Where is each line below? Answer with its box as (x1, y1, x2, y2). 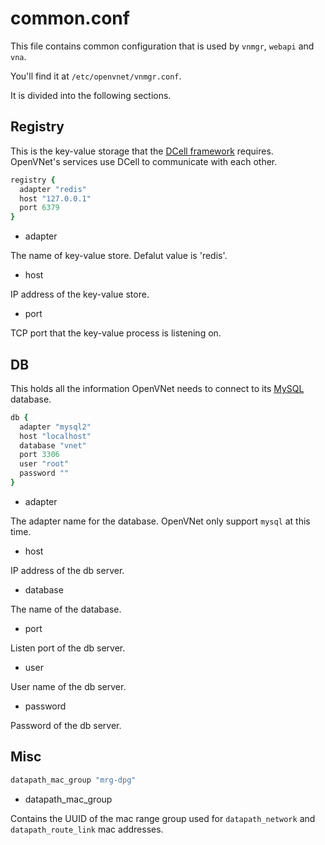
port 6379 (19, 203, 60, 213)
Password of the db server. (10, 719, 122, 731)
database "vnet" (19, 440, 87, 451)
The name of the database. (10, 603, 122, 615)
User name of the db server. (10, 680, 127, 692)
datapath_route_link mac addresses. (10, 823, 164, 835)
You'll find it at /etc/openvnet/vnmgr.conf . (10, 70, 182, 82)
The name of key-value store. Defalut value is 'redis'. (10, 250, 228, 262)
